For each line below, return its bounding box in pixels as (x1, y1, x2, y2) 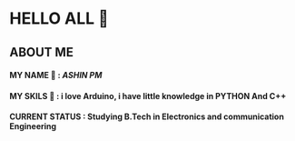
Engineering (9, 121, 57, 132)
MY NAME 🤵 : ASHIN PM (9, 70, 103, 81)
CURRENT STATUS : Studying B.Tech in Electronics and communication (9, 111, 284, 122)
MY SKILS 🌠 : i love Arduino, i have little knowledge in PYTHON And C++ (9, 90, 287, 101)
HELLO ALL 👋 (9, 8, 109, 29)
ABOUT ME (9, 45, 74, 60)
